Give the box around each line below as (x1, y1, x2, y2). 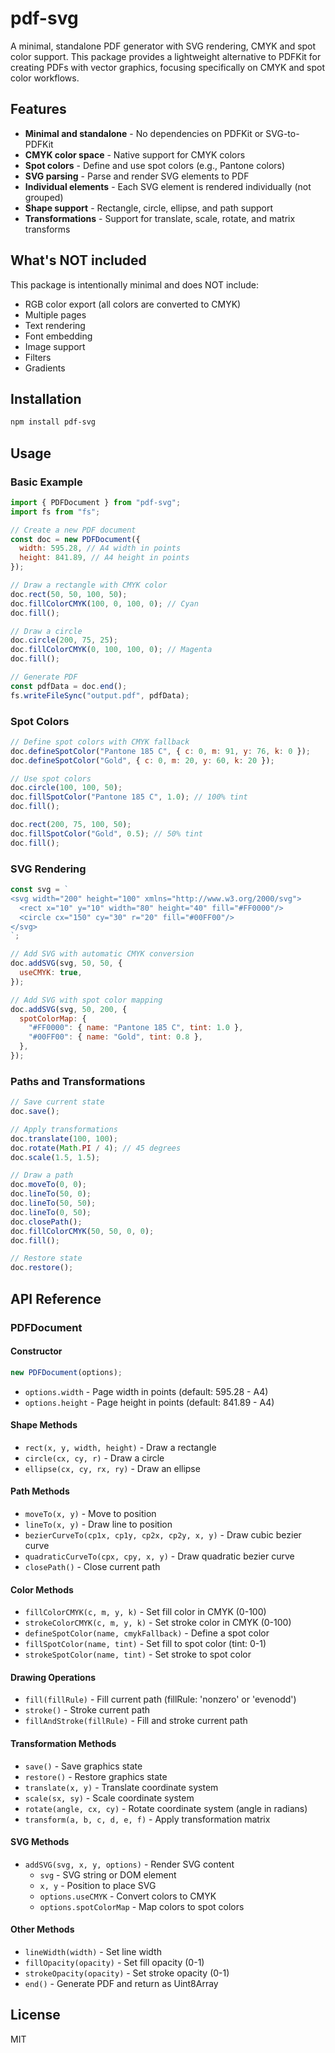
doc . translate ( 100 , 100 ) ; (10, 1133, 118, 1144)
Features (10, 101, 67, 118)
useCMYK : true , (19, 968, 83, 978)
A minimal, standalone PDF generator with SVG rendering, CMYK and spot (10, 40, 317, 52)
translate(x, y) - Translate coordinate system (24, 1781, 219, 1793)
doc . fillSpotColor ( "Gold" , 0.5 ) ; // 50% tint (10, 828, 203, 839)
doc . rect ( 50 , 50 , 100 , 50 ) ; (10, 589, 128, 599)
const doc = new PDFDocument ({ (10, 534, 141, 544)
